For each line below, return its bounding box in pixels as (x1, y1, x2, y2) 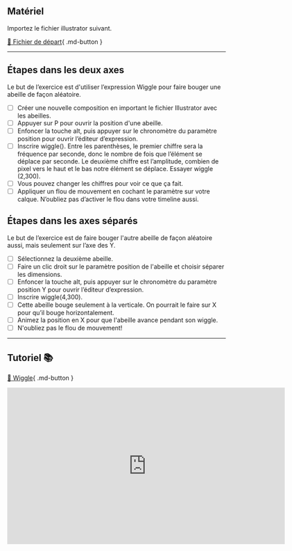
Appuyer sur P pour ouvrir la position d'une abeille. (17, 118, 163, 127)
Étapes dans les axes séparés (7, 215, 138, 227)
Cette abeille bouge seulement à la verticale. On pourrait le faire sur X (17, 301, 217, 309)
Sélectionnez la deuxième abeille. (17, 254, 113, 263)
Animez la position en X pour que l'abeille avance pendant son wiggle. (17, 316, 218, 324)
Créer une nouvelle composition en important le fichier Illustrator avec (17, 104, 218, 112)
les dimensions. (17, 270, 62, 278)
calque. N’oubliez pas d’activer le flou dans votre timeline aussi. (17, 195, 199, 203)
